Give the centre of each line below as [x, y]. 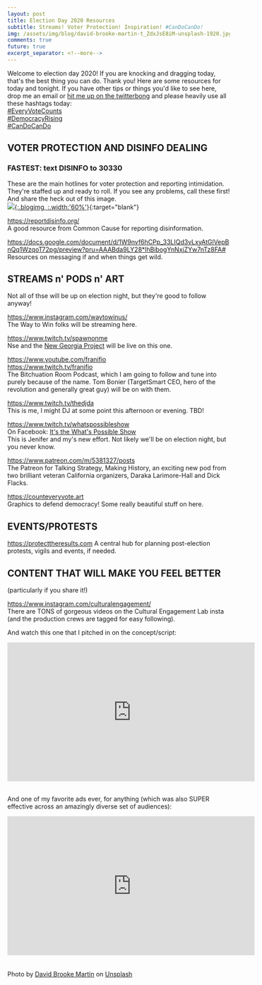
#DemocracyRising [35, 118]
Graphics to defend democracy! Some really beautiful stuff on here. [106, 504]
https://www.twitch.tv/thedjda [50, 403]
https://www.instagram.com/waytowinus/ [67, 317]
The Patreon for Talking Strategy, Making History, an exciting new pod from [117, 468]
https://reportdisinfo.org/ [43, 220]
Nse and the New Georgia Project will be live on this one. [90, 346]
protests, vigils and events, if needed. [62, 551]
